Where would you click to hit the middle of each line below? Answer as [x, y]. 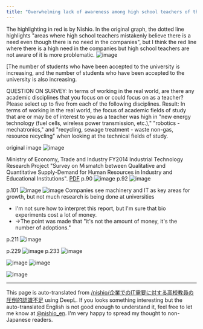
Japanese [19, 319]
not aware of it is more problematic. [50, 54]
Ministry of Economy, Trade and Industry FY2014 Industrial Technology [95, 159]
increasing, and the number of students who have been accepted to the [95, 72]
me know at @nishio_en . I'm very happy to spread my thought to [86, 313]
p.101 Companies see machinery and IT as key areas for [98, 190]
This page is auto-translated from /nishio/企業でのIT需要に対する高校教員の [100, 292]
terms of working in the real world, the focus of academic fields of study [96, 110]
